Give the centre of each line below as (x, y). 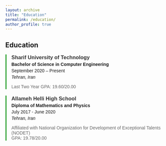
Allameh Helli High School (44, 99)
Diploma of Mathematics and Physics (51, 106)
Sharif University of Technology (51, 57)
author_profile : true (28, 24)
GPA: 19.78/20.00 (29, 138)
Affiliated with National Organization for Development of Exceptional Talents (86, 128)
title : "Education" (26, 15)
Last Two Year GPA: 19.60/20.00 (44, 87)
